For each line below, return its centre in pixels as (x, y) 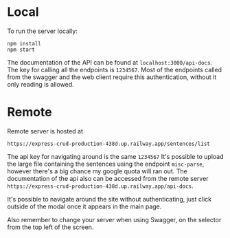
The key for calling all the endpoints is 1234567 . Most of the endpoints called (114, 69)
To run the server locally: (42, 31)
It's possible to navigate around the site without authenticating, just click (109, 199)
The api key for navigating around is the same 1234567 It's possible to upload (115, 156)
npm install (24, 43)
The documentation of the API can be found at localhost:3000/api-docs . (110, 62)
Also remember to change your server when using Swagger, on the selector (114, 219)
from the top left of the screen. (50, 227)
